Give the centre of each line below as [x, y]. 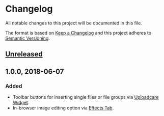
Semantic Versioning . [28, 38]
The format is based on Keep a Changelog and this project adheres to [78, 33]
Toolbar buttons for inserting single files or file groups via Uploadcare [86, 97]
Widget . [21, 103]
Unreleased [24, 54]
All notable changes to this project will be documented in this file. [74, 23]
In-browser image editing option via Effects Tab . [63, 108]
